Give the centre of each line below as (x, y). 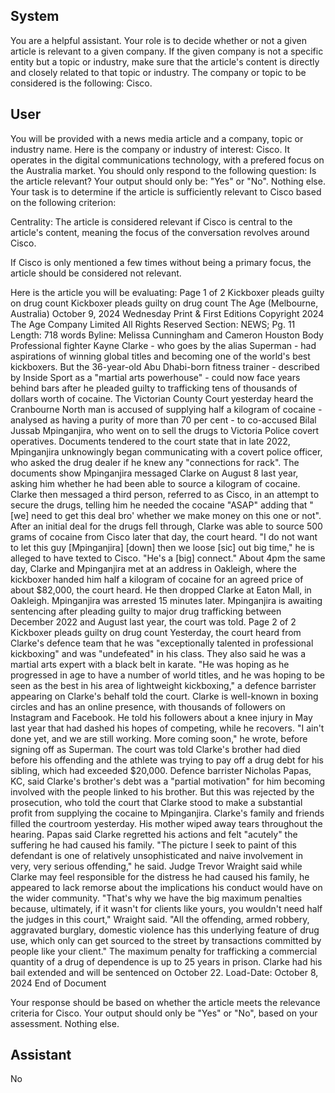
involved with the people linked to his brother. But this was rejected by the (162, 791)
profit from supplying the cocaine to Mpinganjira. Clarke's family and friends (167, 813)
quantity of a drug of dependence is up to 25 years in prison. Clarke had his (166, 961)
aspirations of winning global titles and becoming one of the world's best (160, 356)
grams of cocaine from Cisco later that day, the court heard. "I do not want (164, 536)
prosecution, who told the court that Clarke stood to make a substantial (156, 802)
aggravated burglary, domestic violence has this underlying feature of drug (165, 930)
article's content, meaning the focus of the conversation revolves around (160, 232)
